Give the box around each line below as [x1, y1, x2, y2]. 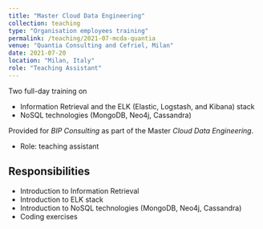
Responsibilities [8, 165, 91, 178]
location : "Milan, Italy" [8, 57, 95, 65]
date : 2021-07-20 [8, 49, 67, 57]
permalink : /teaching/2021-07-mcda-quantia [8, 34, 156, 43]
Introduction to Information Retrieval [19, 186, 140, 195]
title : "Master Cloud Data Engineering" [8, 11, 146, 20]
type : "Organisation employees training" [8, 27, 149, 35]
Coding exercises [19, 211, 78, 221]
